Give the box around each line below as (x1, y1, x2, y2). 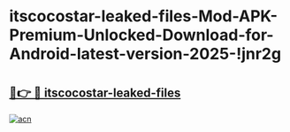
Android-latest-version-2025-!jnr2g (9, 44, 281, 64)
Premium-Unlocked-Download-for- (9, 25, 274, 45)
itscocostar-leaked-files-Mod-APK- (9, 6, 279, 27)
